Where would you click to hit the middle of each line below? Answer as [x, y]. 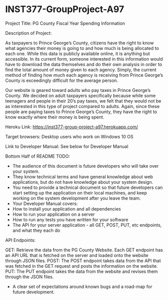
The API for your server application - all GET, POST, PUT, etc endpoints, [87, 225]
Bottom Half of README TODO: [38, 156]
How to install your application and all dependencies [67, 209]
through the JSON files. [30, 277]
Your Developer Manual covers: [45, 204]
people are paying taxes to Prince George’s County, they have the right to [81, 112]
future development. [34, 292]
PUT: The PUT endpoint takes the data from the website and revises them [81, 271]
